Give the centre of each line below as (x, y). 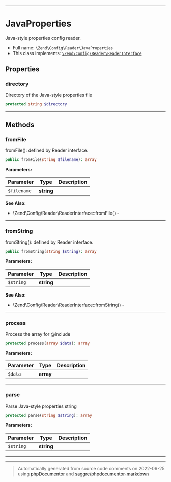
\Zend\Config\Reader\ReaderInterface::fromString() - (68, 305)
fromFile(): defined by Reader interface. (47, 150)
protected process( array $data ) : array (48, 343)
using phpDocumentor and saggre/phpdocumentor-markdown (83, 474)
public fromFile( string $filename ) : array (51, 160)
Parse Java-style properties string (41, 406)
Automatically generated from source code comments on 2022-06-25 (91, 468)
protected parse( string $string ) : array (49, 415)
